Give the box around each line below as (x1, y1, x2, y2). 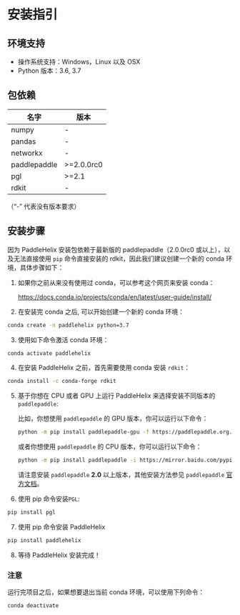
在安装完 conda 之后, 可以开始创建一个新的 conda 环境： (17, 307, 184, 316)
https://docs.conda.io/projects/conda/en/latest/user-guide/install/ (17, 292, 212, 301)
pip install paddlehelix (7, 536, 81, 544)
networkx (11, 148, 43, 158)
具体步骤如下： (19, 263, 64, 271)
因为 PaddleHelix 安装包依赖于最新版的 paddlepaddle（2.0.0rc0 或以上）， (7, 245, 224, 254)
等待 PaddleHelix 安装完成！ (17, 551, 101, 559)
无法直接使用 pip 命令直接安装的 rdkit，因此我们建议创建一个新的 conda (13, 254, 225, 263)
